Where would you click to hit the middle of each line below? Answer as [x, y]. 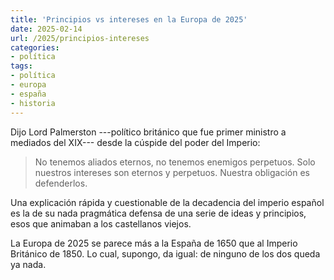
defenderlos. [61, 183]
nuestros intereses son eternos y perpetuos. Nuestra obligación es [172, 172]
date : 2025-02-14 [46, 29]
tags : [21, 66]
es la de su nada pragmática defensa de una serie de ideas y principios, [158, 213]
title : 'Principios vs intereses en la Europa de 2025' [129, 19]
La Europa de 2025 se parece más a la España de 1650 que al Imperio [154, 243]
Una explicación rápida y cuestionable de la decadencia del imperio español [167, 202]
